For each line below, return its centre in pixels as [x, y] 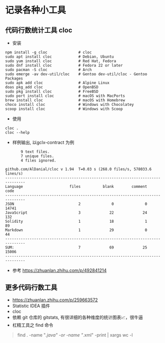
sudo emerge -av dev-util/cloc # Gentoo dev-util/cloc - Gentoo [76, 74]
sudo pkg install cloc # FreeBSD [52, 91]
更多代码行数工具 [31, 288]
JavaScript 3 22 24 [76, 213]
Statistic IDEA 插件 [31, 306]
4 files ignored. [38, 161]
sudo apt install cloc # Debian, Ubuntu [59, 57]
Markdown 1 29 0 [76, 230]
